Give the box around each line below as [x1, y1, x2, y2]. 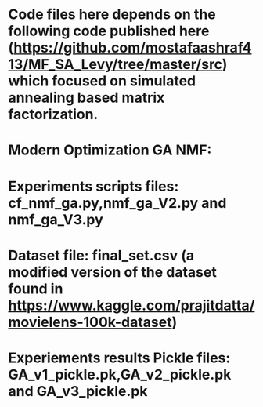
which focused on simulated [8, 72, 196, 90]
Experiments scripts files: [8, 177, 179, 195]
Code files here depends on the [8, 5, 217, 24]
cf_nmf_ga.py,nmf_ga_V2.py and [8, 194, 227, 212]
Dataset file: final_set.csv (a [8, 246, 195, 264]
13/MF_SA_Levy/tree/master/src [8, 56, 223, 74]
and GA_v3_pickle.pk [8, 382, 148, 400]
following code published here [8, 22, 210, 40]
